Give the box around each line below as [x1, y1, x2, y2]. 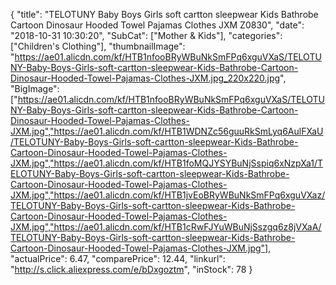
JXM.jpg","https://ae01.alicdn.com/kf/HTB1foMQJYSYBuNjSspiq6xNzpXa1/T [10, 157, 324, 169]
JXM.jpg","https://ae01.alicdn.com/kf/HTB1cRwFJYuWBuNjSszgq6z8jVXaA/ [10, 221, 322, 233]
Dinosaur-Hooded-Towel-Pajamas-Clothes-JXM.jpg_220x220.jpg [10, 72, 281, 84]
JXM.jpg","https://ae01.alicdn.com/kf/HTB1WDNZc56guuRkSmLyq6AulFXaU [10, 125, 324, 137]
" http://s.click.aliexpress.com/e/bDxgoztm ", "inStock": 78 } [10, 264, 253, 275]
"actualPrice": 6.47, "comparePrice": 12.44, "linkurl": [10, 253, 226, 264]
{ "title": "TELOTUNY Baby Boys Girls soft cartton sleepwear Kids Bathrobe [10, 9, 319, 20]
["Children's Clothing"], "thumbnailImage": [10, 40, 186, 52]
